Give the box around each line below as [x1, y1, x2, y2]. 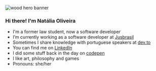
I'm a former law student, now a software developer [12, 29, 121, 35]
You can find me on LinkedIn [12, 45, 72, 51]
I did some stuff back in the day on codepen [12, 50, 105, 56]
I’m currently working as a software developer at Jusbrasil [12, 34, 134, 40]
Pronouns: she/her [12, 61, 52, 67]
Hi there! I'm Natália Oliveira [5, 17, 76, 24]
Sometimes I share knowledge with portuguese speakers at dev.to [12, 39, 151, 45]
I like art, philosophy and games [12, 55, 80, 61]
